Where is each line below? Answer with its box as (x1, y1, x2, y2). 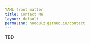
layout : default (5, 16, 39, 21)
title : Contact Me (5, 12, 43, 17)
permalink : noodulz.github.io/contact (5, 21, 85, 26)
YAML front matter (5, 7, 43, 12)
